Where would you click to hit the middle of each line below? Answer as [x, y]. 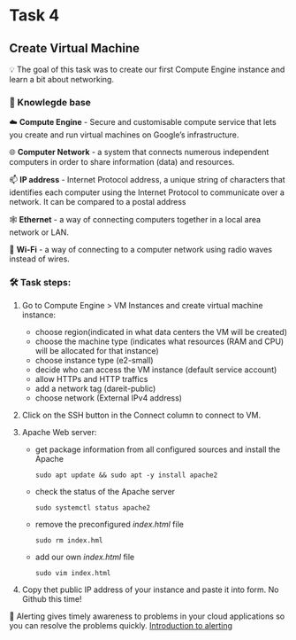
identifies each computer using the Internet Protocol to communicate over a [147, 192]
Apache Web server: [59, 432]
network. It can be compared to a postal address [98, 202]
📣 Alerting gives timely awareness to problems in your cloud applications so [147, 616]
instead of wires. [40, 259]
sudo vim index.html [73, 573]
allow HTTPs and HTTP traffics [91, 379]
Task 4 [34, 16]
